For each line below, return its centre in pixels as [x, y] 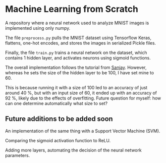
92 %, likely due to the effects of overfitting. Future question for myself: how [83, 98]
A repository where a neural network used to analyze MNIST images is [77, 23]
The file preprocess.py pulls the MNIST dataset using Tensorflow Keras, [78, 38]
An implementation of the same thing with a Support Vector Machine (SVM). [83, 131]
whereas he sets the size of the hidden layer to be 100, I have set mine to [80, 72]
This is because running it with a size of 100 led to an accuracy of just [76, 87]
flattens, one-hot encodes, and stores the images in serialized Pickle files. [81, 43]
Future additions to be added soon [59, 119]
